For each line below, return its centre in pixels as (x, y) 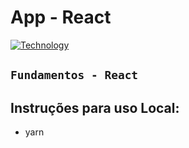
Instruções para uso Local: (95, 107)
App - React (61, 17)
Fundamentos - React (74, 75)
